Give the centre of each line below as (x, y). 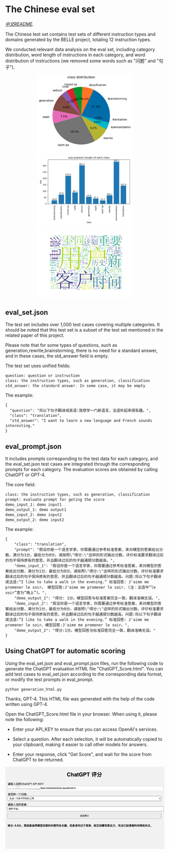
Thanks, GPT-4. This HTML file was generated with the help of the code (80, 699)
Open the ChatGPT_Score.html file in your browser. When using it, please (81, 714)
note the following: (24, 719)
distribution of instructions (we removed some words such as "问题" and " (82, 61)
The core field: (20, 485)
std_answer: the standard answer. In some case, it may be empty (75, 386)
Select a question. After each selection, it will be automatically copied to (87, 739)
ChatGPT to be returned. (38, 760)
